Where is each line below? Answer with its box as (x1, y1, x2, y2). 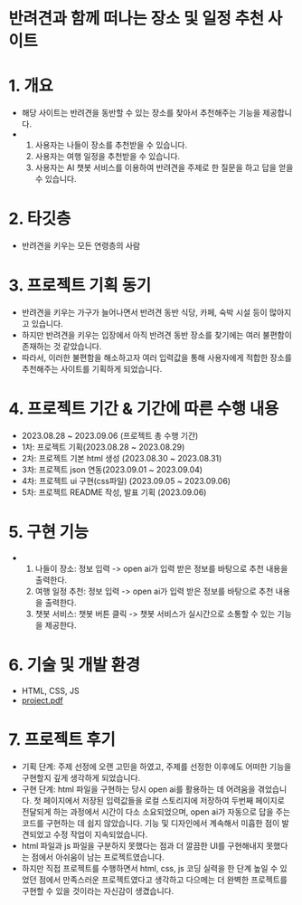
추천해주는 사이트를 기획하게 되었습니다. (21, 364, 163, 374)
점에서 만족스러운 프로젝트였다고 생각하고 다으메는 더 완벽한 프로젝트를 (38, 874, 288, 885)
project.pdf (21, 694, 64, 706)
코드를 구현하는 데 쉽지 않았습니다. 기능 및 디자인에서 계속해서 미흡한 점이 (21, 817, 280, 828)
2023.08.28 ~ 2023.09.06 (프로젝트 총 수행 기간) (21, 430, 199, 441)
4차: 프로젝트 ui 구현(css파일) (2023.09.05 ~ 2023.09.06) (21, 475, 231, 486)
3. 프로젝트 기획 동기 (8, 275, 151, 296)
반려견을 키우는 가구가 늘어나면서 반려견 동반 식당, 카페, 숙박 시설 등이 (21, 307, 268, 318)
